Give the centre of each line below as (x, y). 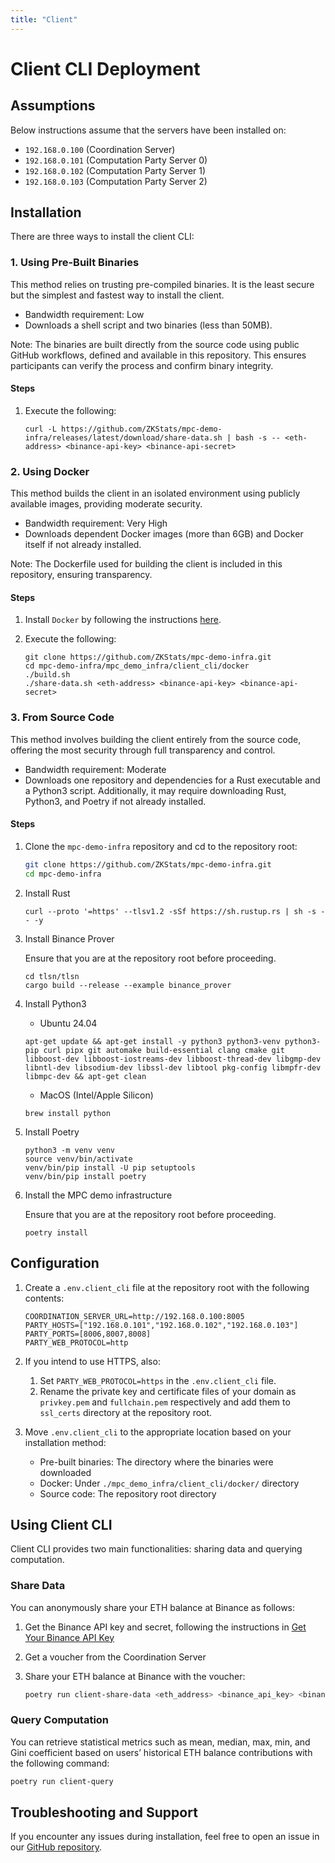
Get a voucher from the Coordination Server (115, 1657)
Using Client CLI (61, 1524)
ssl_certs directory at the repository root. (126, 1412)
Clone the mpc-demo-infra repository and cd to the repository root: (161, 846)
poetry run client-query (62, 1781)
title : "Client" (44, 19)
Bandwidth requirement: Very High (96, 523)
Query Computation (60, 1720)
